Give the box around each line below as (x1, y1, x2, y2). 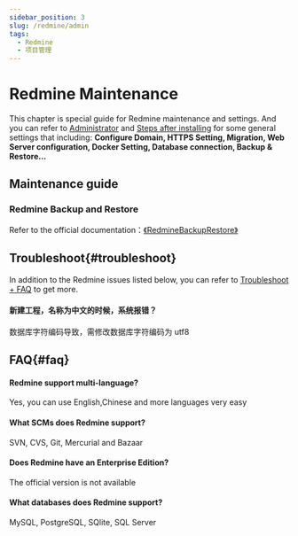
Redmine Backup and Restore (9, 203, 139, 215)
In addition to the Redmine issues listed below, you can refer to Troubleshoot (9, 274, 289, 284)
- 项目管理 (17, 46, 52, 55)
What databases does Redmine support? (9, 497, 163, 508)
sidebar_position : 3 (9, 12, 86, 22)
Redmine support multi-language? (9, 377, 139, 388)
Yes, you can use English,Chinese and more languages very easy (9, 397, 247, 408)
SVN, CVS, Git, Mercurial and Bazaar (9, 437, 144, 447)
